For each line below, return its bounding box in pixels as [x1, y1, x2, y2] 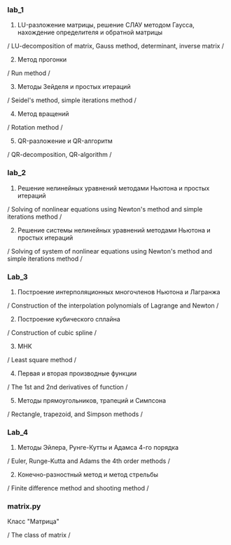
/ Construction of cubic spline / [7, 328, 97, 337]
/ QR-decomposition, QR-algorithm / [7, 151, 112, 159]
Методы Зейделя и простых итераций [17, 83, 131, 91]
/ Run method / [7, 69, 50, 78]
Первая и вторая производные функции [17, 369, 137, 378]
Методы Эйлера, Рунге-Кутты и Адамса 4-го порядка [17, 443, 179, 452]
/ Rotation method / [7, 123, 63, 132]
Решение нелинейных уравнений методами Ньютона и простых [17, 184, 210, 192]
